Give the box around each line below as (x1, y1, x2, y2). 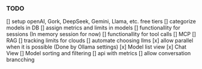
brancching (6, 56, 35, 64)
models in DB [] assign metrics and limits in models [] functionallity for (6, 24, 181, 31)
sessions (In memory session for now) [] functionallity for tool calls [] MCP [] (6, 31, 197, 38)
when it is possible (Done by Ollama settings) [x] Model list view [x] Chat (6, 43, 187, 50)
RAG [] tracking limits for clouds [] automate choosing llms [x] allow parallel (6, 37, 194, 44)
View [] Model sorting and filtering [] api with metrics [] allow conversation (6, 50, 191, 57)
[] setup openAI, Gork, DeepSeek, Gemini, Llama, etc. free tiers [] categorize (6, 18, 196, 25)
